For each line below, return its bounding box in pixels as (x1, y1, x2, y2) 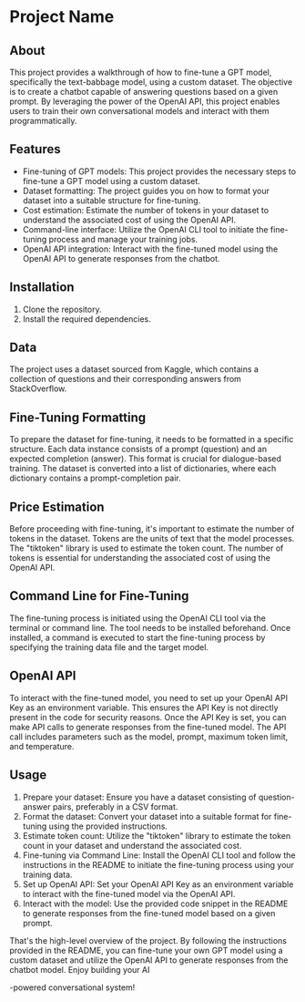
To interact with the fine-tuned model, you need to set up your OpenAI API (9, 692, 289, 703)
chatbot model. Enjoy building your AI (9, 964, 150, 975)
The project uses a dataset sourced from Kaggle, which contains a (9, 364, 259, 375)
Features (9, 141, 61, 157)
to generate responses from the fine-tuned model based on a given (22, 907, 276, 918)
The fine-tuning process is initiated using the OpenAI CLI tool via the (9, 613, 267, 624)
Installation (9, 280, 75, 295)
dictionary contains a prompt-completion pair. (9, 472, 182, 484)
